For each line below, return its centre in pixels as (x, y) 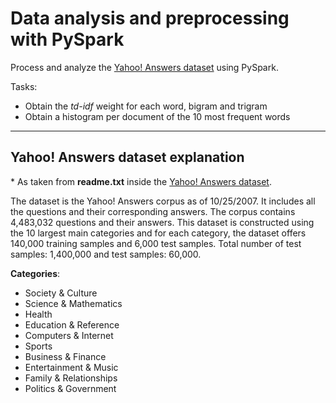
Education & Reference (72, 324)
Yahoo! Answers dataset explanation (127, 157)
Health (38, 314)
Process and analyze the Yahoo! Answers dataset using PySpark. (144, 67)
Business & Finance (65, 356)
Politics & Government (70, 388)
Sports (38, 346)
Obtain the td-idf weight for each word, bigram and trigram (146, 106)
